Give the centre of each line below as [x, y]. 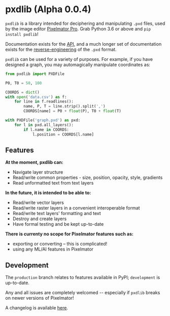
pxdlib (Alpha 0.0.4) [48, 9]
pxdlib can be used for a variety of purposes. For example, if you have [79, 59]
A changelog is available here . [37, 308]
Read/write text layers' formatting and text [57, 214]
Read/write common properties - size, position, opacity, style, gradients [88, 178]
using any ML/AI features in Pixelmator [53, 249]
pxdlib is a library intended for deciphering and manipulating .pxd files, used [85, 23]
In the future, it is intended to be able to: [48, 193]
